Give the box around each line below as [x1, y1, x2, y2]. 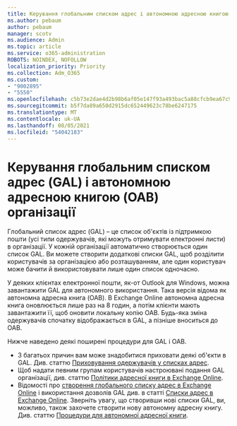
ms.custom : [7, 76, 39, 83]
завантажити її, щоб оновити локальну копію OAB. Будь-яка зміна [7, 309, 207, 317]
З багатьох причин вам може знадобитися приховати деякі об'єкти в [17, 351, 226, 360]
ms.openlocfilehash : [7, 96, 68, 103]
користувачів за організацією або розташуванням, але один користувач [7, 257, 226, 266]
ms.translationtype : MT [7, 109, 78, 116]
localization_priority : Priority [7, 63, 106, 70]
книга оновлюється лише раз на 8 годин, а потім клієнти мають [7, 301, 200, 309]
